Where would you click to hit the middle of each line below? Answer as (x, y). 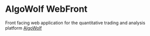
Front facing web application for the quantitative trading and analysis (75, 23)
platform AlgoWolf (24, 28)
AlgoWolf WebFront (46, 9)
